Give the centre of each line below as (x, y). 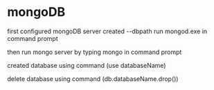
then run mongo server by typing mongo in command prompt (95, 52)
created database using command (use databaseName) (87, 65)
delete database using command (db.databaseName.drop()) (93, 79)
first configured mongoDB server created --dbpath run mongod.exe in (107, 31)
